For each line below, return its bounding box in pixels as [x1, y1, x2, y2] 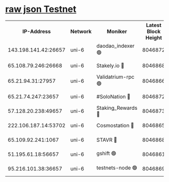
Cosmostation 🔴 [96, 122, 134, 129]
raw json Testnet [5, 4, 76, 15]
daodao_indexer [96, 42, 135, 49]
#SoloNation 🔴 [96, 93, 131, 100]
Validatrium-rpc [96, 73, 135, 80]
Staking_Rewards [96, 104, 137, 111]
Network [70, 28, 92, 35]
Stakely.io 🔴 [96, 62, 125, 69]
